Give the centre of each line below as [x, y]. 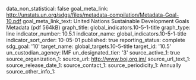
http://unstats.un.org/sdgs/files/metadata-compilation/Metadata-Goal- [93, 15]
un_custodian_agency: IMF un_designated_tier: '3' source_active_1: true [93, 52]
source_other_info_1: [31, 71]
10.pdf [14, 21]
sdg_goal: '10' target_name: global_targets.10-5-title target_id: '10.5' [89, 46]
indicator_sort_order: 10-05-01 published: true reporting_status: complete [96, 40]
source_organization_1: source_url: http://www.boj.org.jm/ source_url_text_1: [98, 59]
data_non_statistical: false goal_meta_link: [57, 9]
